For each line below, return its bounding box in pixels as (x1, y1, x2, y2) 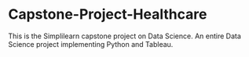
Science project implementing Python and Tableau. (8, 39, 174, 48)
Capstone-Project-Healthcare (8, 5, 207, 23)
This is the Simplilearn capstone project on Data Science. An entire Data (8, 31, 242, 41)
